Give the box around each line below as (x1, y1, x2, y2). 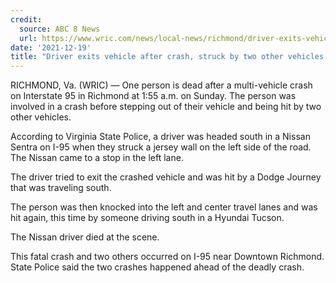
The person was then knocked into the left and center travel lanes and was (10, 201, 318, 213)
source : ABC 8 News (19, 24, 101, 34)
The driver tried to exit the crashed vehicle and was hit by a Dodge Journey (10, 171, 322, 183)
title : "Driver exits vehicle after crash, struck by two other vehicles (10, 52, 325, 62)
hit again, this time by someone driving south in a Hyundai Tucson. (10, 212, 285, 224)
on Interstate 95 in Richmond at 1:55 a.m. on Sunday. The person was (10, 90, 297, 102)
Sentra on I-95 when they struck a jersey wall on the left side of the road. (10, 141, 312, 153)
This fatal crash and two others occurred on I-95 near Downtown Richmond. (10, 251, 325, 263)
